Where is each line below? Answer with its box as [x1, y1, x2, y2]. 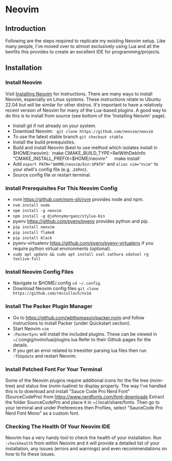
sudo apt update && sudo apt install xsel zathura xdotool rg [12, 252, 149, 257]
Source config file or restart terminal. [12, 171, 91, 178]
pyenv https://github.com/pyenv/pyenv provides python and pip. [12, 218, 149, 224]
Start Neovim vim [12, 325, 49, 331]
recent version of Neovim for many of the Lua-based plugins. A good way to [5, 107, 167, 113]
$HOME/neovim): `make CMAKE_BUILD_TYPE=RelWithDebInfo [12, 150, 146, 156]
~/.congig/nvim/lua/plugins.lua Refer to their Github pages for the [12, 336, 151, 343]
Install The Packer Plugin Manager [5, 303, 93, 310]
